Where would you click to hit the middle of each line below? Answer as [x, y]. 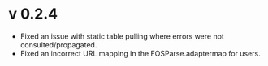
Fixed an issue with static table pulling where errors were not [122, 36]
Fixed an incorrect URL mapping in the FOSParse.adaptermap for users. [140, 53]
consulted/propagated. [58, 44]
